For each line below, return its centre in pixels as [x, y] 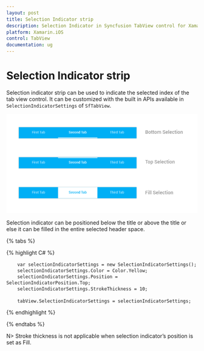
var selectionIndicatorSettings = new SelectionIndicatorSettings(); [107, 265]
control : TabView [28, 39]
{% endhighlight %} [31, 312]
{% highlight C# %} [31, 252]
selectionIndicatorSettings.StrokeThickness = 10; [83, 289]
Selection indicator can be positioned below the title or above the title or [97, 223]
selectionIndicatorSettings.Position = [68, 277]
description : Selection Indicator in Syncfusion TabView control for [96, 26]
